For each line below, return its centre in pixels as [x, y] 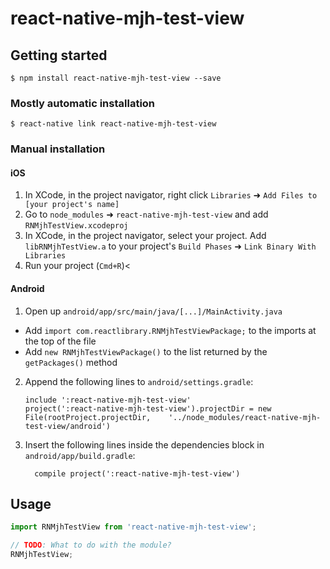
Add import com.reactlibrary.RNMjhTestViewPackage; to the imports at [170, 330]
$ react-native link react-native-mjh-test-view [113, 124]
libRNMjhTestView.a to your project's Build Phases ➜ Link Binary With [170, 246]
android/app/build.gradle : [80, 455]
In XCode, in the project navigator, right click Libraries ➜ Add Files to [171, 195]
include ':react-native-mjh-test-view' [108, 400]
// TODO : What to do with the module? [91, 545]
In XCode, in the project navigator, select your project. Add [145, 236]
